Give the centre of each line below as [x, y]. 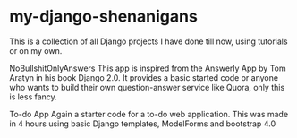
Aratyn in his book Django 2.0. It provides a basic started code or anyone [144, 77]
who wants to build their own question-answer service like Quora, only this [147, 87]
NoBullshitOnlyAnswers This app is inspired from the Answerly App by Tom [148, 68]
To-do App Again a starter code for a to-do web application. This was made [149, 114]
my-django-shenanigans [104, 17]
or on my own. [36, 50]
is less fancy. [34, 97]
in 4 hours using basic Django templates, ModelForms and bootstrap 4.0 [142, 124]
